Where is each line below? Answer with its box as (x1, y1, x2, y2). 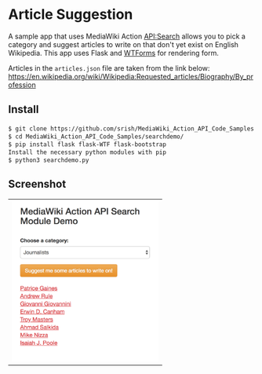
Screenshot (8, 178, 67, 191)
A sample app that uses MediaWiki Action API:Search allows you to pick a (8, 31, 246, 41)
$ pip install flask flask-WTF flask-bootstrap (8, 140, 167, 148)
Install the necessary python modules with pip (8, 148, 167, 156)
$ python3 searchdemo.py (8, 156, 89, 164)
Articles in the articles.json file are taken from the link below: (8, 63, 210, 72)
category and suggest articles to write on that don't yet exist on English (8, 39, 239, 49)
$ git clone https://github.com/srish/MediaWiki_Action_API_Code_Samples (8, 124, 255, 133)
